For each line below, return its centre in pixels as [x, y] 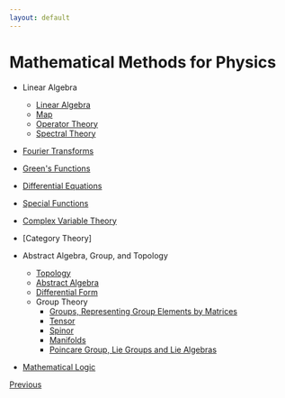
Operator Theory [67, 123]
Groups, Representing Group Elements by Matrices [143, 311]
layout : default [40, 18]
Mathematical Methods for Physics [143, 62]
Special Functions [55, 203]
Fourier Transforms [58, 150]
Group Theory [62, 302]
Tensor [62, 321]
